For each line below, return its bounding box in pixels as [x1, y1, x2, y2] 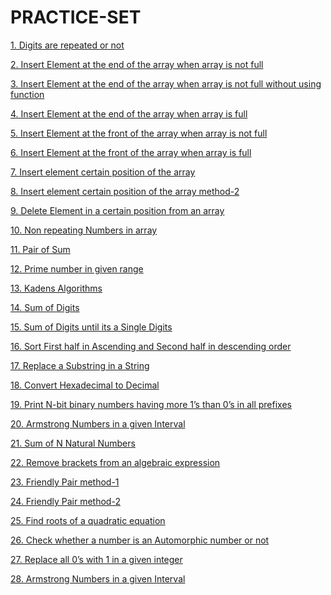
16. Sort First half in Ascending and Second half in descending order [10, 340, 292, 352]
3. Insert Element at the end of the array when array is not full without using [10, 77, 322, 90]
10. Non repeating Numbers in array [10, 224, 158, 236]
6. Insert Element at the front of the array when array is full [10, 146, 252, 158]
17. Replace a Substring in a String [10, 359, 150, 371]
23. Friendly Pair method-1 [10, 476, 120, 488]
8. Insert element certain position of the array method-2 [10, 185, 240, 197]
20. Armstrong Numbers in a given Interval [10, 417, 186, 430]
